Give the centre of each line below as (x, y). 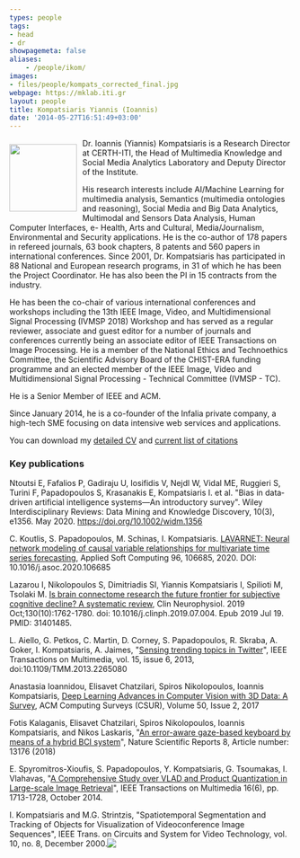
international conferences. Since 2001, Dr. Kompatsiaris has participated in (147, 256)
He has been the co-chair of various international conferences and (132, 303)
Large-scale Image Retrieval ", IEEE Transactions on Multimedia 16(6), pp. (144, 788)
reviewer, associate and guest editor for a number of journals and (130, 331)
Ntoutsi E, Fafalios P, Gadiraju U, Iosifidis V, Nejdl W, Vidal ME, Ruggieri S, (145, 483)
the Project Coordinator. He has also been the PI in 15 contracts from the (143, 276)
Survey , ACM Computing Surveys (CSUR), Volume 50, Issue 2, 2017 (134, 705)
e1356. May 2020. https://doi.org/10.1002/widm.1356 (106, 521)
